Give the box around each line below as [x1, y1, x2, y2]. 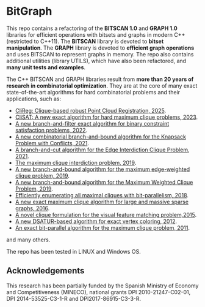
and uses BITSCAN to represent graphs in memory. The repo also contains [6, 50, 194, 58]
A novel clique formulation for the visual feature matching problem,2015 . [15, 211, 197, 218]
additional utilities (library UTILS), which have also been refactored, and [6, 57, 187, 64]
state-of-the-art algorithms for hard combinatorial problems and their [6, 88, 181, 96]
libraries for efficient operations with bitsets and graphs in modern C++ [6, 31, 185, 38]
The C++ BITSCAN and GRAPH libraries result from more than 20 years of [6, 75, 194, 83]
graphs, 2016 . [15, 204, 50, 212]
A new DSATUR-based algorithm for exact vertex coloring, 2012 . [15, 218, 177, 225]
